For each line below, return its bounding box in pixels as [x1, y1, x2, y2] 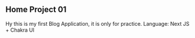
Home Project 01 [5, 5, 67, 15]
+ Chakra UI [5, 26, 35, 33]
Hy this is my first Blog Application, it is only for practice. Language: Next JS [5, 20, 190, 27]
